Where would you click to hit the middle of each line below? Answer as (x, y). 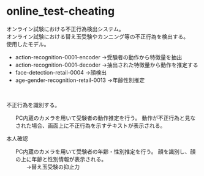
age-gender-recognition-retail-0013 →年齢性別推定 (80, 80)
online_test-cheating (61, 11)
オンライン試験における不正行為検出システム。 (65, 29)
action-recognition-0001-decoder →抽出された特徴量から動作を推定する (107, 65)
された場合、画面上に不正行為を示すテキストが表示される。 (90, 125)
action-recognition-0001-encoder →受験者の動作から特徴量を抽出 (99, 57)
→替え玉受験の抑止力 (53, 167)
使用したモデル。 (28, 44)
